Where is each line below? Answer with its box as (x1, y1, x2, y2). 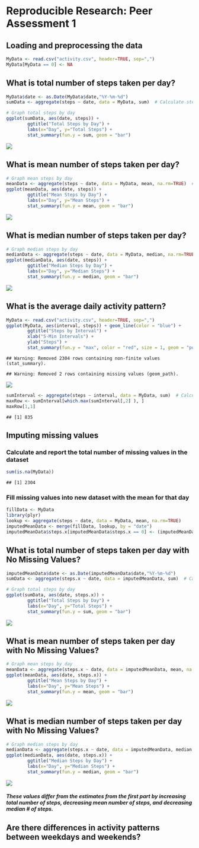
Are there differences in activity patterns (6, 822, 160, 833)
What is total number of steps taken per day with (6, 545, 190, 555)
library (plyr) (6, 512, 41, 519)
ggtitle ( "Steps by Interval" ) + (27, 328, 108, 334)
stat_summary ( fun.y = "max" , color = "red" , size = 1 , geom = (27, 345, 184, 351)
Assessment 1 (6, 17, 76, 30)
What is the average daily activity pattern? (6, 301, 166, 312)
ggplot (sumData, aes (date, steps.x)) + (6, 592, 105, 598)
